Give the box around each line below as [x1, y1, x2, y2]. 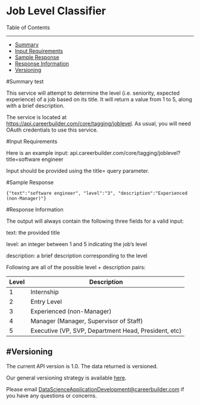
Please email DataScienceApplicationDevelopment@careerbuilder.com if [6, 385, 185, 392]
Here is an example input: [6, 149, 69, 156]
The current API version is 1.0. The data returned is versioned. [6, 362, 158, 370]
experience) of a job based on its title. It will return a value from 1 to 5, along [6, 95, 192, 102]
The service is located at [6, 113, 67, 120]
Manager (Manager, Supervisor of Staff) [30, 317, 143, 325]
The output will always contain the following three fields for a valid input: [6, 217, 185, 225]
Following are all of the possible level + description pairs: [6, 263, 146, 270]
